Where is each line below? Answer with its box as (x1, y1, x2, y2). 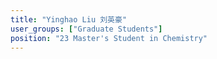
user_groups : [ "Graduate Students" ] (10, 24, 163, 34)
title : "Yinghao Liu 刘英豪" (10, 14, 128, 25)
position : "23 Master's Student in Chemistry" (10, 33, 208, 43)
